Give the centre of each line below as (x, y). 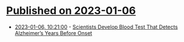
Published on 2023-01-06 (71, 11)
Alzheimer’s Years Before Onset (54, 33)
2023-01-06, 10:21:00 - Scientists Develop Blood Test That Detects (96, 27)
